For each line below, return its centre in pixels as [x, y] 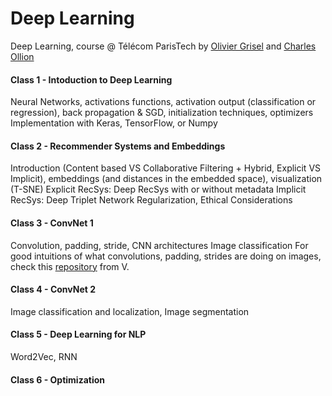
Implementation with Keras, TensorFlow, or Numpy [114, 123]
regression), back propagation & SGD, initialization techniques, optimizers [162, 113]
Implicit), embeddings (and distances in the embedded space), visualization [166, 179]
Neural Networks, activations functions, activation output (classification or [163, 102]
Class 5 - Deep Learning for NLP [78, 334]
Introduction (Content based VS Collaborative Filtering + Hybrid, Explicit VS [166, 168]
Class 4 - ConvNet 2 [53, 289]
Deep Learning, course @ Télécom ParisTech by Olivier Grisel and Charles [163, 46]
